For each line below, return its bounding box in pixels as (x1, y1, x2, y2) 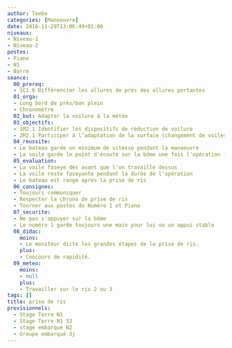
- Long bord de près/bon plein (13, 100, 104, 107)
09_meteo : (13, 260, 41, 267)
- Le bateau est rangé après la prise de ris (13, 176, 147, 183)
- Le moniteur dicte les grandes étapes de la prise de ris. (19, 240, 199, 248)
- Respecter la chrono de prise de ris (13, 196, 128, 203)
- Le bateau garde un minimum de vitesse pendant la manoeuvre (13, 145, 199, 152)
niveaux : (7, 29, 32, 37)
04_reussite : (13, 139, 51, 145)
